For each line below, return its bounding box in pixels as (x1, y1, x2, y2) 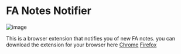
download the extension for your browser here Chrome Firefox (6, 41, 157, 48)
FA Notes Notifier (6, 4, 92, 18)
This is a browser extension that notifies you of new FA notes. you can (6, 35, 176, 42)
